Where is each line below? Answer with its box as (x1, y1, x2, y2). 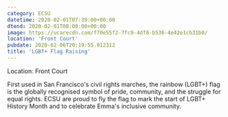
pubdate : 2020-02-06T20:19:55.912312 (7, 42, 116, 49)
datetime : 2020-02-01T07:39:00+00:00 (7, 16, 116, 23)
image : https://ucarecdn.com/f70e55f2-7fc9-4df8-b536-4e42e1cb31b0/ (7, 29, 208, 36)
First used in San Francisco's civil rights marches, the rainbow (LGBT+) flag (7, 80, 220, 88)
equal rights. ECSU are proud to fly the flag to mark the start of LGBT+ (7, 94, 206, 103)
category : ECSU (7, 10, 51, 17)
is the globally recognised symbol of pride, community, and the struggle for (7, 87, 221, 96)
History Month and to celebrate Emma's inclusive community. (7, 102, 181, 110)
